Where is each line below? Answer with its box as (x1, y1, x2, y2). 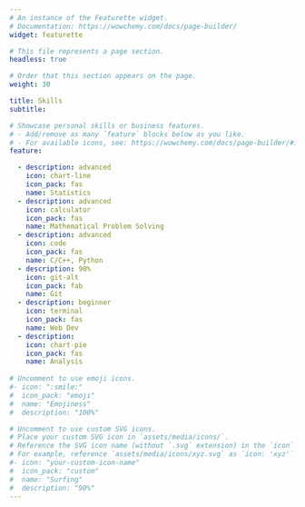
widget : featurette (9, 30, 84, 39)
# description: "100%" (9, 408, 100, 417)
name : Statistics (25, 188, 92, 197)
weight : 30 (9, 80, 51, 89)
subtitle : (9, 104, 47, 114)
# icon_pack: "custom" (9, 466, 100, 475)
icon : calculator (25, 205, 92, 214)
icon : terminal (25, 306, 84, 316)
